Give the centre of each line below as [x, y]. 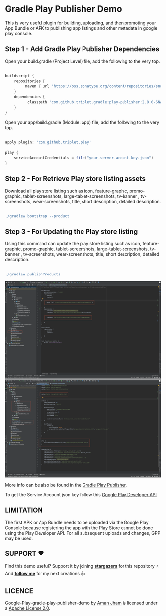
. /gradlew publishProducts [33, 274]
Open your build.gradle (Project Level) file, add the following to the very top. [83, 61]
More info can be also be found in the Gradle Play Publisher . [66, 485]
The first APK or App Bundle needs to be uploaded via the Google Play [77, 522]
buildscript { [20, 76]
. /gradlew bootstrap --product [37, 216]
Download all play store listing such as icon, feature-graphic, [67, 191]
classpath [37, 102]
